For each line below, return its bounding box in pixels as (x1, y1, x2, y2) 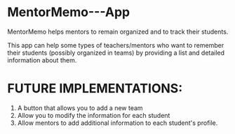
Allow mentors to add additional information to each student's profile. (17, 119, 218, 127)
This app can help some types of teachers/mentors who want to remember (7, 41, 224, 49)
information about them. (7, 55, 77, 64)
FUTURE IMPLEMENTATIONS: (7, 81, 183, 97)
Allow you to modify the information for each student (17, 111, 170, 119)
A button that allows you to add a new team (17, 103, 143, 112)
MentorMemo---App (7, 4, 130, 20)
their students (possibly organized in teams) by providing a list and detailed (7, 48, 225, 57)
